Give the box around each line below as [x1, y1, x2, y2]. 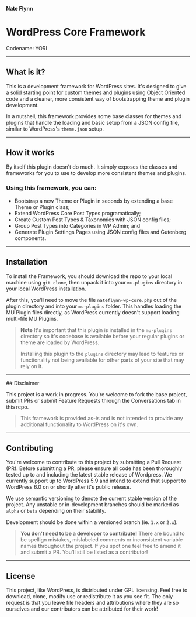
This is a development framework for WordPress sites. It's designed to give [6, 83, 187, 90]
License [6, 571, 36, 581]
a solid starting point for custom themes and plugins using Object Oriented [6, 89, 185, 96]
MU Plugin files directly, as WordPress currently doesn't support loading [6, 309, 180, 316]
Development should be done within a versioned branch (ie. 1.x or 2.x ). [6, 519, 178, 526]
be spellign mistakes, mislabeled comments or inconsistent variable [20, 536, 183, 543]
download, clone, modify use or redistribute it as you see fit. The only [6, 593, 173, 600]
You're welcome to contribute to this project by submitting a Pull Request [6, 459, 181, 466]
